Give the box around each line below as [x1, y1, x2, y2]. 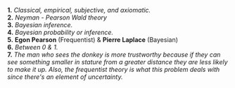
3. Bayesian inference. [7, 21, 73, 29]
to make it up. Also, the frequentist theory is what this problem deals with [7, 66, 220, 73]
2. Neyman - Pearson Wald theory [7, 13, 108, 22]
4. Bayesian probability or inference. [7, 28, 114, 36]
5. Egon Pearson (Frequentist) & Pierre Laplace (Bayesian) [7, 36, 178, 44]
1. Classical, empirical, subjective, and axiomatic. [7, 6, 151, 14]
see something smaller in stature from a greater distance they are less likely [7, 58, 228, 66]
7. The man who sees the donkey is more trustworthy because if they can [7, 50, 221, 59]
